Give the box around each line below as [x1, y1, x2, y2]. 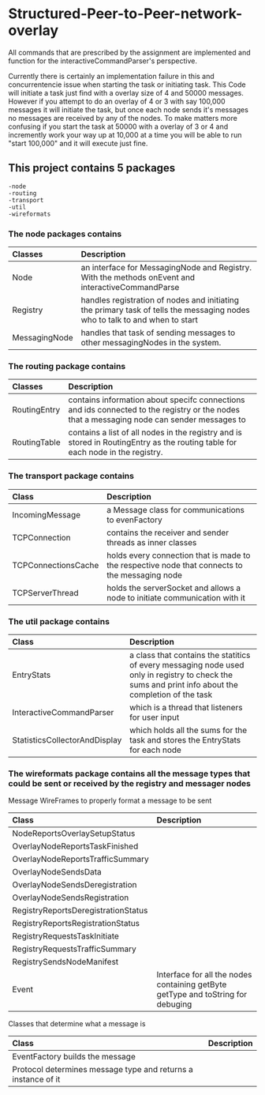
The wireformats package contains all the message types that [8, 768, 251, 779]
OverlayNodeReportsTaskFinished [12, 841, 139, 852]
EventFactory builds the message [12, 1052, 136, 1063]
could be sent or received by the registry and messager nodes [8, 777, 251, 788]
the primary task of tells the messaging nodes [80, 305, 251, 316]
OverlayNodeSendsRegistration [12, 892, 129, 903]
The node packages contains [8, 228, 122, 239]
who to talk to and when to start [80, 314, 199, 325]
